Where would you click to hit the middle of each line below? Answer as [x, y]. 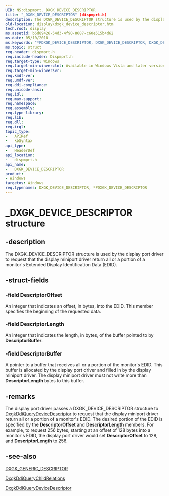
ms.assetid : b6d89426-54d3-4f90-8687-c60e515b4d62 [59, 33]
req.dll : [14, 122]
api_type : [16, 146]
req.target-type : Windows [32, 61]
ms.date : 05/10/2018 [27, 38]
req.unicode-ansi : [24, 89]
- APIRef [17, 136]
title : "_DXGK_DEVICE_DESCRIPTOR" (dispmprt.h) [56, 15]
